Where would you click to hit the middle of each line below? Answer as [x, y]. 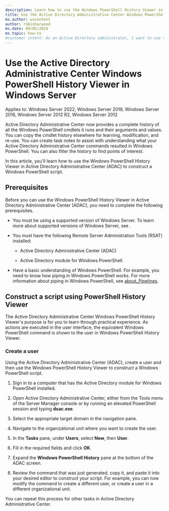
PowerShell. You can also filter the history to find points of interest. [74, 151]
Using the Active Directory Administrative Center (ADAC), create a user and [83, 362]
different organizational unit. [42, 489]
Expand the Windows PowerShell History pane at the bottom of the [83, 457]
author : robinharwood [28, 24]
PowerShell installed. [34, 388]
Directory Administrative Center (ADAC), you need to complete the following [84, 205]
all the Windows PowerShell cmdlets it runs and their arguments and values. [84, 130]
